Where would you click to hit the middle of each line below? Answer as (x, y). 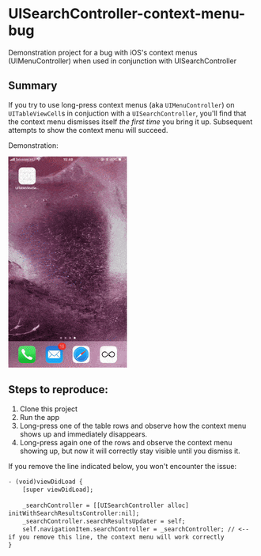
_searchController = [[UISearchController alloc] (106, 505)
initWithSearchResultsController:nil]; (74, 513)
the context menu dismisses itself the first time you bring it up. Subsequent (130, 121)
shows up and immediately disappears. (83, 434)
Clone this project (48, 409)
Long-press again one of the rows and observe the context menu (126, 442)
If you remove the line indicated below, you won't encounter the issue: (123, 466)
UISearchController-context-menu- (127, 14)
